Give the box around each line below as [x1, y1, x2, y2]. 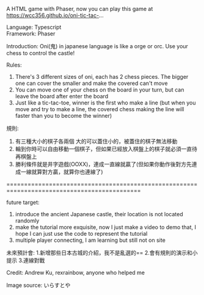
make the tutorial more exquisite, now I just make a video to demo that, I [15, 224, 197, 231]
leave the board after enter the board [15, 93, 109, 100]
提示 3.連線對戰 [6, 257, 45, 264]
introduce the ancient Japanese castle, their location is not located [15, 211, 183, 217]
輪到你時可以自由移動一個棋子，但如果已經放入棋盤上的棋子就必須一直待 [15, 145, 197, 152]
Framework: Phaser [6, 30, 56, 37]
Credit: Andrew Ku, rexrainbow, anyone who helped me [6, 269, 145, 276]
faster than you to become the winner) [15, 112, 112, 119]
